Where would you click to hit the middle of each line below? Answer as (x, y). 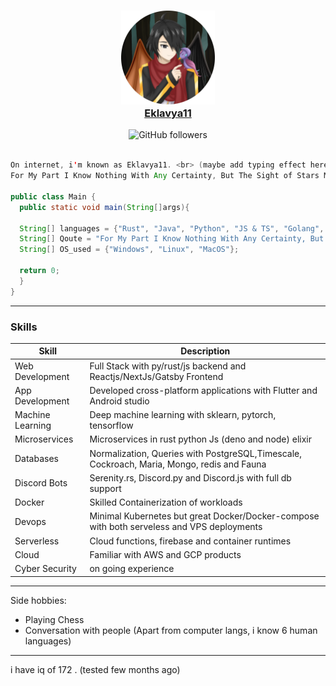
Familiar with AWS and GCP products (165, 554)
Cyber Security (45, 569)
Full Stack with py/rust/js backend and (168, 366)
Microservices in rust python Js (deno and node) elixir (200, 439)
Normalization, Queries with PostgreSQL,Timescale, (196, 453)
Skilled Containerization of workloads (166, 502)
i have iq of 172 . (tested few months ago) (95, 669)
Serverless (37, 541)
